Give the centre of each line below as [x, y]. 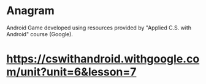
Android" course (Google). [40, 34]
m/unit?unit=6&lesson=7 [71, 72]
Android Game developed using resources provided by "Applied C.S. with [99, 28]
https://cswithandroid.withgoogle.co [103, 59]
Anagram [31, 11]
